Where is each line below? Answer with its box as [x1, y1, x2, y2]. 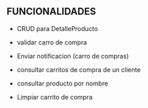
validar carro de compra [16, 38, 87, 47]
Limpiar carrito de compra [16, 92, 93, 101]
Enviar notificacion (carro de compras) [16, 52, 130, 60]
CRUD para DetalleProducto [16, 24, 98, 32]
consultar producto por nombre [16, 79, 109, 88]
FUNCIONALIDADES [6, 6, 97, 18]
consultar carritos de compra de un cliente [16, 65, 141, 73]
